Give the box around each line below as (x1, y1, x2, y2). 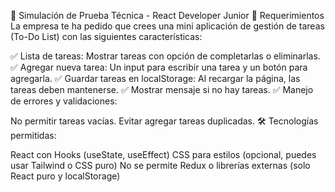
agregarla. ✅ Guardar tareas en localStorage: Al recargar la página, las (10, 73, 301, 84)
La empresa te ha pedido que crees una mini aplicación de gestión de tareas (10, 20, 325, 32)
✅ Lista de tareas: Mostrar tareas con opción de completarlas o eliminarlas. (10, 50, 321, 62)
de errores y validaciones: (10, 95, 118, 107)
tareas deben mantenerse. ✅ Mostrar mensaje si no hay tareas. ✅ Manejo (10, 84, 314, 95)
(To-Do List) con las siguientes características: (10, 31, 203, 42)
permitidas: (10, 130, 57, 141)
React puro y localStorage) (10, 170, 121, 182)
